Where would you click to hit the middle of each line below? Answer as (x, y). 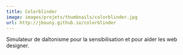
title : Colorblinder (32, 12)
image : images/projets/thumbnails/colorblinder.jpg (72, 17)
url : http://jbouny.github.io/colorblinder (61, 22)
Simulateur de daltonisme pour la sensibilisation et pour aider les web (92, 40)
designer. (18, 46)
